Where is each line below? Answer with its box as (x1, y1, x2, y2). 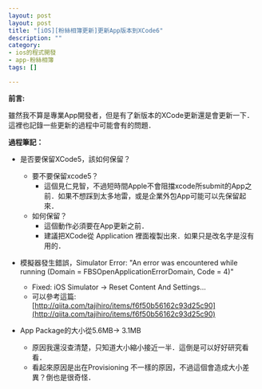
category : (8, 41, 42, 49)
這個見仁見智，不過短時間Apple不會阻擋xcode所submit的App (43, 181, 245, 191)
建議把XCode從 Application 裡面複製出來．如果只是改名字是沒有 (43, 230, 254, 240)
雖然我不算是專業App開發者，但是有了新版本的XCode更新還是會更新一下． (8, 110, 254, 120)
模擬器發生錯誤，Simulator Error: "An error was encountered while (19, 257, 238, 267)
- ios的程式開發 (8, 49, 57, 57)
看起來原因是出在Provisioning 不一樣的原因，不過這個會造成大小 (31, 362, 243, 371)
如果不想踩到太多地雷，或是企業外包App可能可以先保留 (58, 191, 240, 200)
